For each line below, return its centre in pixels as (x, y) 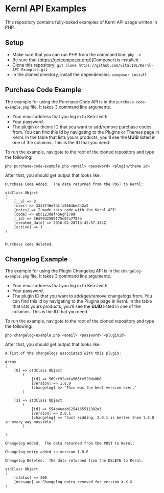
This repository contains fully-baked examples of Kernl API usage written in (81, 22)
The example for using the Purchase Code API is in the (60, 101)
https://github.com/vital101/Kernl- (116, 65)
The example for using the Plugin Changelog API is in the (62, 271)
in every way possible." (30, 422)
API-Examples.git (30, 70)
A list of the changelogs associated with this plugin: (63, 353)
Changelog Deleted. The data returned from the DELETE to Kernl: (74, 461)
